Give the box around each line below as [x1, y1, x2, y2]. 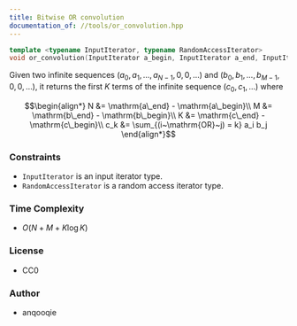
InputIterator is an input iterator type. [21, 171, 164, 182]
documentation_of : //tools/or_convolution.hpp [9, 21, 184, 30]
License [9, 244, 44, 257]
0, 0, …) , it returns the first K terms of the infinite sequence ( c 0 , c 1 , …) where [9, 81, 284, 94]
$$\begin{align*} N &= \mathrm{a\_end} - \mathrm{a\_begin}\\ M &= [24, 100, 273, 111]
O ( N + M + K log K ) [21, 222, 88, 233]
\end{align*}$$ [120, 128, 177, 139]
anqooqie [21, 307, 57, 318]
